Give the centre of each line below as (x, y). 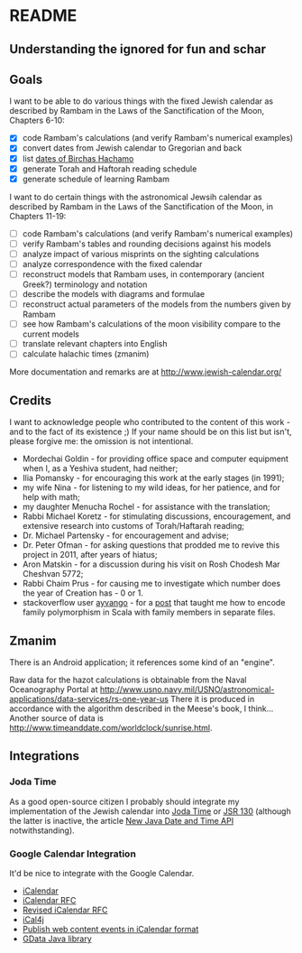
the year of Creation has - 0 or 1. (83, 593)
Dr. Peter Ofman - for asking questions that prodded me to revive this (151, 545)
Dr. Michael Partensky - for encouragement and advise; (126, 536)
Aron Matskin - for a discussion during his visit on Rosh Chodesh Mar (151, 564)
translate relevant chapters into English (95, 344)
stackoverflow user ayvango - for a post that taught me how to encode (154, 603)
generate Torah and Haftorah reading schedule (110, 169)
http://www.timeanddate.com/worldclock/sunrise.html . (111, 727)
